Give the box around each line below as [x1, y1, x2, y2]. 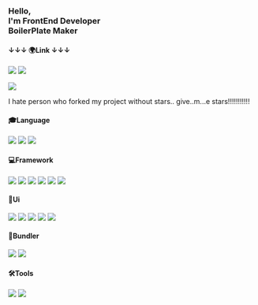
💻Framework [8, 155, 54, 165]
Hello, [8, 6, 32, 17]
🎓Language [8, 115, 50, 125]
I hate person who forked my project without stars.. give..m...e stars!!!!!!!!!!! [8, 97, 250, 106]
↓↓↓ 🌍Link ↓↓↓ [8, 45, 71, 54]
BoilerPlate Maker [8, 25, 78, 36]
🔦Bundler [8, 231, 39, 241]
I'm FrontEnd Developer [8, 15, 101, 26]
